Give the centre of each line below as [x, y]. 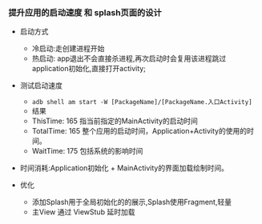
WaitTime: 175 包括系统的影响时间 [87, 151]
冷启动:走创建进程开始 [68, 49]
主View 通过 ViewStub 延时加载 [83, 212]
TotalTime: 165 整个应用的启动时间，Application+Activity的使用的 [139, 131]
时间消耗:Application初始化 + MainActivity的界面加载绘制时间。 [124, 168]
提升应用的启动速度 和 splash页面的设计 [85, 12]
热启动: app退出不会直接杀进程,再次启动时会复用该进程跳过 [129, 58]
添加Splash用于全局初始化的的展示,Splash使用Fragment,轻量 [132, 202]
